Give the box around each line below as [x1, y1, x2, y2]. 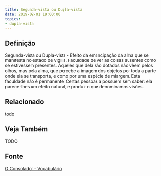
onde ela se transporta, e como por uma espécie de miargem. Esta [5, 73, 140, 79]
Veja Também [5, 125, 48, 133]
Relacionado [5, 98, 44, 106]
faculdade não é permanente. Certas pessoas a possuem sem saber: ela [5, 78, 153, 84]
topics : [5, 16, 21, 21]
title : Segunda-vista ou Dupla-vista [5, 7, 83, 12]
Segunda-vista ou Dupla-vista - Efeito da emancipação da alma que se [5, 52, 149, 58]
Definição [5, 39, 36, 47]
